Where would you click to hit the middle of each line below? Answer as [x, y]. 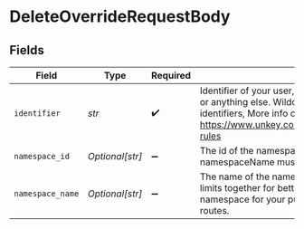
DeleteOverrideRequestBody [120, 17]
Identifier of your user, [247, 91]
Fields [27, 50]
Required [171, 76]
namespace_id [42, 156]
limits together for [237, 188]
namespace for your [242, 199]
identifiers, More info [244, 113]
